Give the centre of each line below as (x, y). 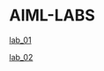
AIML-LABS (52, 16)
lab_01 (21, 40)
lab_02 (21, 57)
